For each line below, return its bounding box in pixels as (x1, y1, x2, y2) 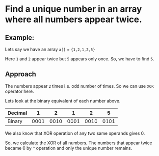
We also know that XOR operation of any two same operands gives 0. (5, 130, 145, 136)
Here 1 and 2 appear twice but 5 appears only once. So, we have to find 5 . (5, 56, 155, 62)
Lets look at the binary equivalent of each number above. (5, 98, 121, 104)
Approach (5, 70, 36, 78)
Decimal (7, 109, 27, 116)
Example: (5, 33, 34, 42)
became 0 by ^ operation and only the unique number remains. (5, 145, 132, 151)
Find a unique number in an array (5, 3, 142, 15)
